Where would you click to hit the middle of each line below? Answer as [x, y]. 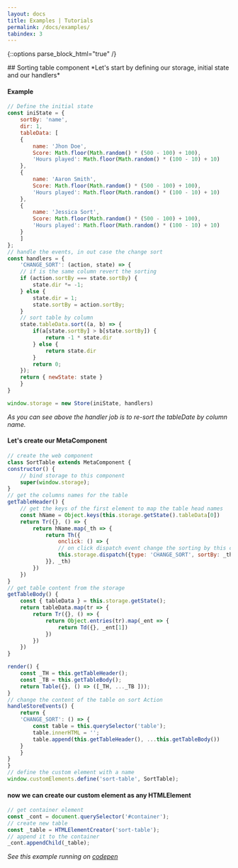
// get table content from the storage [66, 588]
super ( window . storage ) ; [55, 482]
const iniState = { [36, 113]
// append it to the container [53, 836]
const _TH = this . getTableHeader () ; [74, 673]
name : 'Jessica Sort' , [66, 212]
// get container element [45, 810]
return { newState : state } [61, 377]
